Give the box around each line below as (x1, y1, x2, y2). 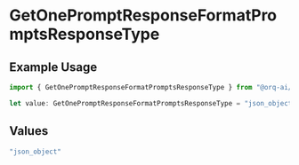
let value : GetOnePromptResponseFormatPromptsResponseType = (9, 98, 241, 107)
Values (9, 123, 49, 138)
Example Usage (9, 59, 98, 75)
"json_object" (9, 147, 62, 156)
